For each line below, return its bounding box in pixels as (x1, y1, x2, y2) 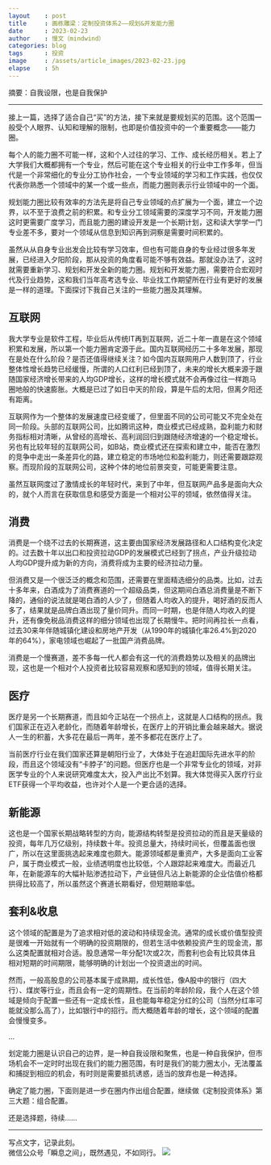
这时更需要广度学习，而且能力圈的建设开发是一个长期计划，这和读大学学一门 (8, 217, 263, 227)
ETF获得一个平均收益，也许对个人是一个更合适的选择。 (8, 780, 191, 790)
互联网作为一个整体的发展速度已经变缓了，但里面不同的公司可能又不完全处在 (8, 411, 263, 421)
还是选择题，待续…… (8, 1113, 78, 1122)
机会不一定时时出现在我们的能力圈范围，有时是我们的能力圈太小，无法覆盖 (15, 1058, 263, 1068)
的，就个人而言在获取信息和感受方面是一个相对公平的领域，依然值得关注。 (8, 489, 256, 499)
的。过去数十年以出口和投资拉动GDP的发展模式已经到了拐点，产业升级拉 (8, 548, 250, 558)
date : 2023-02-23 (8, 27, 89, 35)
